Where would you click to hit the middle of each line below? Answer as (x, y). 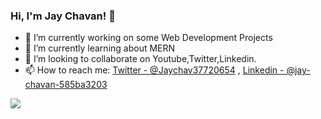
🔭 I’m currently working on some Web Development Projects (148, 38)
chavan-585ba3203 (66, 85)
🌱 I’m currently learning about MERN (100, 48)
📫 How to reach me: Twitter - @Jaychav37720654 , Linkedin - (154, 70)
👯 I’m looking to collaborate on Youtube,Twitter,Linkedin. (140, 59)
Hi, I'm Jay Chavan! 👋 (63, 16)
